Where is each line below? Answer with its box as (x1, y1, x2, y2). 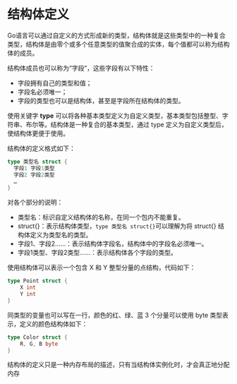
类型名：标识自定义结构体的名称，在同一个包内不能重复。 (17, 213, 185, 222)
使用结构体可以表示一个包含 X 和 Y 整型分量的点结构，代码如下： (7, 263, 196, 272)
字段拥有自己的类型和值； (17, 78, 92, 87)
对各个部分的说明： (7, 198, 63, 207)
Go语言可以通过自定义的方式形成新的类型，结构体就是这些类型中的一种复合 (7, 31, 226, 40)
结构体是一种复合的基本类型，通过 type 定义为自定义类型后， (50, 120, 228, 128)
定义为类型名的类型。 (30, 231, 92, 239)
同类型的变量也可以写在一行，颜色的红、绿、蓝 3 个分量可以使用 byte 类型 (7, 311, 223, 319)
